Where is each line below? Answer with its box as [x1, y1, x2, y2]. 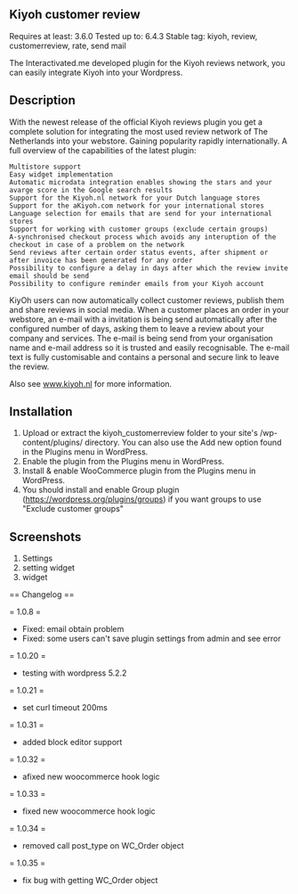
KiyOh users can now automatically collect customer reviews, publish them [9, 294, 285, 306]
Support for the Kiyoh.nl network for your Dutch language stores [9, 193, 261, 202]
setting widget [21, 562, 76, 573]
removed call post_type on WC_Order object [21, 841, 184, 851]
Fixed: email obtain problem [21, 624, 125, 635]
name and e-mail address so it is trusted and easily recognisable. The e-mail [9, 342, 290, 353]
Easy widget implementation [9, 169, 114, 179]
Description [9, 93, 76, 108]
